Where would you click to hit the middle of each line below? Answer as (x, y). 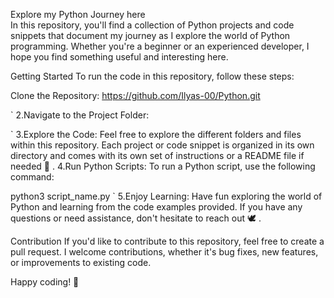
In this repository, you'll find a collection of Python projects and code (152, 25)
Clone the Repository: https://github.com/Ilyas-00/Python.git (135, 95)
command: (32, 177)
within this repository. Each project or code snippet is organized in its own (162, 145)
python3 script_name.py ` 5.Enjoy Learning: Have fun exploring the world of (166, 196)
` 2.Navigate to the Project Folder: (80, 115)
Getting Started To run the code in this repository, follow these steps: (152, 76)
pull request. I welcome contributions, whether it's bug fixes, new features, (164, 252)
